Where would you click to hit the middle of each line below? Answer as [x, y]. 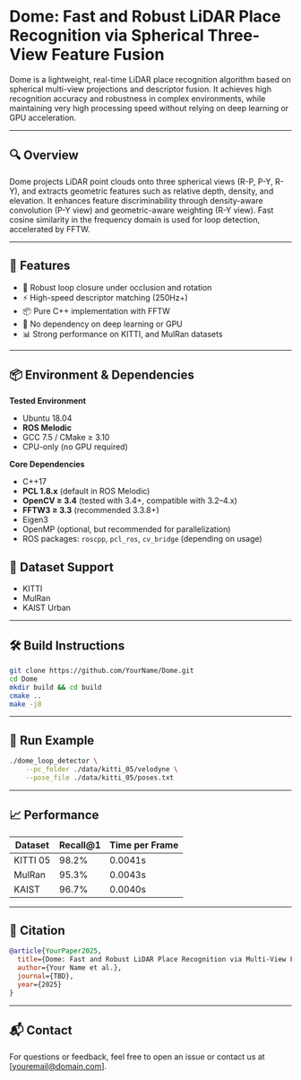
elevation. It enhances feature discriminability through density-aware [136, 200]
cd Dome [24, 679]
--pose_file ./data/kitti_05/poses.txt [100, 778]
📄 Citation [37, 931]
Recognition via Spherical [107, 35]
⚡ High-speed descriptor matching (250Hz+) [105, 297]
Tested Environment [48, 401]
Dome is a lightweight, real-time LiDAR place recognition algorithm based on [150, 79]
